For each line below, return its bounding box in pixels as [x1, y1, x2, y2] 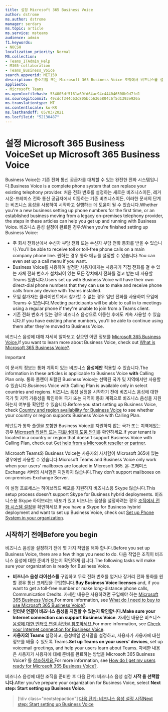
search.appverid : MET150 [5, 73, 57, 78]
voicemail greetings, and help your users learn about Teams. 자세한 [12, 645, 151, 651]
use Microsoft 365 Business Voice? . [12, 602, 87, 608]
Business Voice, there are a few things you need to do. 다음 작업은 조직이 [5, 551, 154, 557]
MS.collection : [5, 54, 37, 59]
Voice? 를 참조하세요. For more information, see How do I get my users [12, 657, 156, 663]
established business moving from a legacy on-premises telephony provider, [5, 213, 163, 219]
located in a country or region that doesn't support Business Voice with [5, 434, 152, 440]
